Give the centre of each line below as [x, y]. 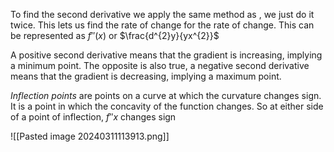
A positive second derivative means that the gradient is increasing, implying [166, 55]
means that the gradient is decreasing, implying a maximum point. [146, 76]
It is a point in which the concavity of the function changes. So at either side [167, 106]
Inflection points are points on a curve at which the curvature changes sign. [166, 95]
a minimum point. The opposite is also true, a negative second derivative [160, 65]
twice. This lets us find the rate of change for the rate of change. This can [162, 25]
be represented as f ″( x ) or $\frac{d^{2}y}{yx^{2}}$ [115, 35]
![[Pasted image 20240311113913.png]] [90, 136]
